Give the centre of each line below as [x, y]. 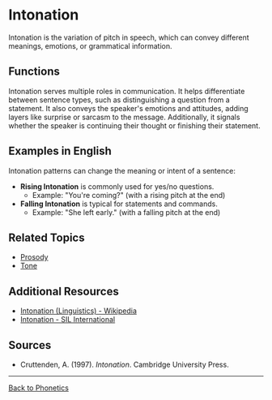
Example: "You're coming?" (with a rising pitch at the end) [129, 195]
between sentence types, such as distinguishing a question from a [119, 100]
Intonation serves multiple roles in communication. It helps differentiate [127, 91]
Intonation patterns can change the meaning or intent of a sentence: [122, 170]
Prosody [34, 257]
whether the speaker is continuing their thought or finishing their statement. [134, 125]
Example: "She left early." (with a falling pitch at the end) [126, 212]
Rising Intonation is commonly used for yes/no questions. [117, 186]
